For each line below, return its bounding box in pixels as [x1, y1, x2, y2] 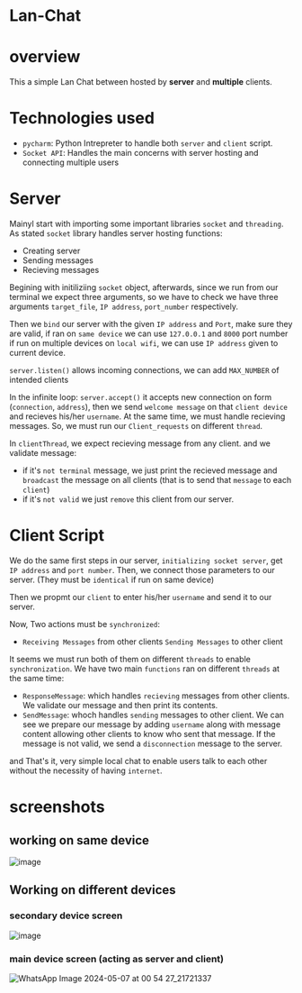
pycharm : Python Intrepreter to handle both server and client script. [22, 138, 273, 149]
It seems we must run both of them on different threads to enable [9, 653, 252, 664]
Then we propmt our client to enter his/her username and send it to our [9, 591, 272, 602]
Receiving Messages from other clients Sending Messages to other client [22, 636, 283, 647]
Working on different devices [9, 882, 177, 897]
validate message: [9, 448, 77, 458]
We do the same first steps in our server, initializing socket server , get [9, 555, 283, 566]
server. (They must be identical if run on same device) [9, 574, 215, 585]
